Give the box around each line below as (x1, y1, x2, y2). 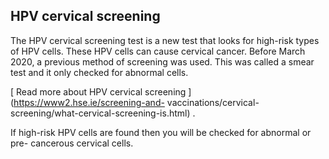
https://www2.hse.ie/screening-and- (13, 96, 165, 108)
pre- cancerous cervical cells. (10, 137, 134, 149)
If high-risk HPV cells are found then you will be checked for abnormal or (10, 126, 312, 138)
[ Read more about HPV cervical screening (10, 85, 187, 98)
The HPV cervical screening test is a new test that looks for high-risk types (10, 34, 320, 46)
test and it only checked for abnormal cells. (10, 66, 189, 78)
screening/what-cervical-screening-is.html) (10, 107, 191, 119)
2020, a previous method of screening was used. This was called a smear (10, 55, 315, 68)
